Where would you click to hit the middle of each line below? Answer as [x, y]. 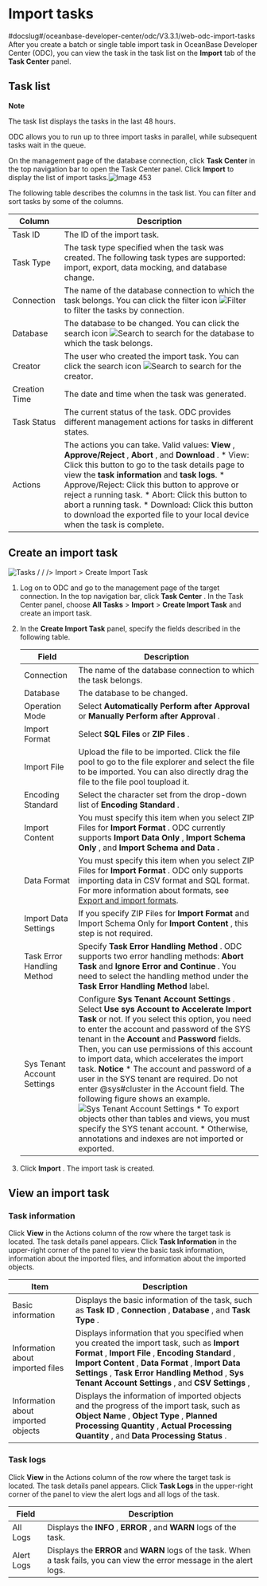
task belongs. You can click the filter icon [141, 300]
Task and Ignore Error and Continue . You [157, 966]
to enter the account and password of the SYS [164, 1029]
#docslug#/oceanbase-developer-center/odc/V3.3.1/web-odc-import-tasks [132, 36]
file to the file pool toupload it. [134, 781]
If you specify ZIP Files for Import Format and [164, 913]
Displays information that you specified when [159, 1333]
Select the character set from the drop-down [163, 794]
